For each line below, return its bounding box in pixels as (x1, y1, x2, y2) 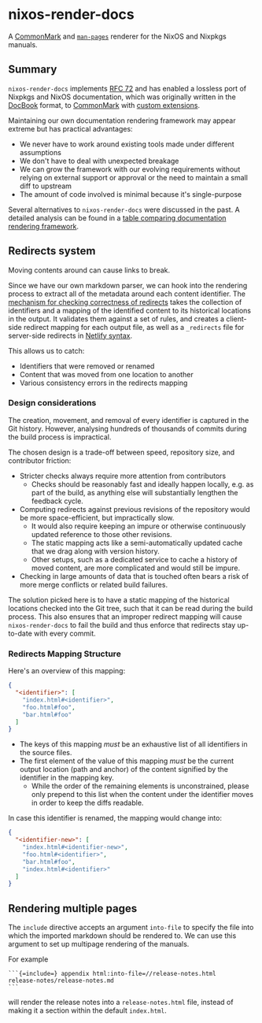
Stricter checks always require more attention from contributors (19, 471, 227, 480)
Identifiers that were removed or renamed (19, 361, 155, 371)
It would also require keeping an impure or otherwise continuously (31, 521, 246, 531)
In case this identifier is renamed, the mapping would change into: (8, 814, 223, 823)
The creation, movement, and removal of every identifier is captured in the (8, 415, 249, 424)
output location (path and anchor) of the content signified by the (19, 765, 228, 774)
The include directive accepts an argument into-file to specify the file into (8, 923, 254, 932)
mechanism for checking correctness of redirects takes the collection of (8, 297, 242, 306)
